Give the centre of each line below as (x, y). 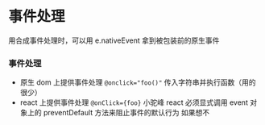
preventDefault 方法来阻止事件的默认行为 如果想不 (126, 113)
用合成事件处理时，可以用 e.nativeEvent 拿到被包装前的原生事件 (114, 40)
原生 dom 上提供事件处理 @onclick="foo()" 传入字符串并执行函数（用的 (138, 82)
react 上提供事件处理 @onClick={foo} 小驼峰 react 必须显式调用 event (134, 102)
